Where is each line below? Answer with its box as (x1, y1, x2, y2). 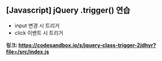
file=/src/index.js (6, 48, 50, 55)
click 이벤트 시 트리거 (14, 29, 64, 36)
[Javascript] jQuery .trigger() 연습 (6, 5, 130, 16)
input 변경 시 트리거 (14, 22, 60, 29)
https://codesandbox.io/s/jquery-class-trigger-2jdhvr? (18, 41, 156, 48)
